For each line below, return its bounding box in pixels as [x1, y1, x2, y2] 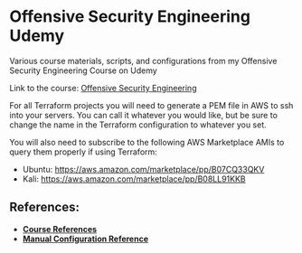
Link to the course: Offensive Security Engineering [9, 82, 197, 93]
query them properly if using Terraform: [9, 146, 158, 157]
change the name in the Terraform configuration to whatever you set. [9, 119, 267, 130]
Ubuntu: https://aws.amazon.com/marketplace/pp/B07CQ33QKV [22, 164, 265, 174]
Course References [22, 223, 98, 234]
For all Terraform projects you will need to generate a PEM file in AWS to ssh [9, 99, 294, 110]
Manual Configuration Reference [22, 233, 149, 244]
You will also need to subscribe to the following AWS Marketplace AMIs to [9, 136, 285, 147]
